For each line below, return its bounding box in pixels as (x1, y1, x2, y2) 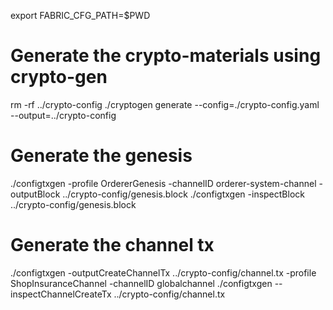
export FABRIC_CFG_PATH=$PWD (10, 10, 151, 21)
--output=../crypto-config (10, 109, 117, 121)
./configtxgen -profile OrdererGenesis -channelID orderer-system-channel (10, 177, 317, 189)
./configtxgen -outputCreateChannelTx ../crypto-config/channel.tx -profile (10, 266, 317, 279)
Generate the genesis (10, 145, 193, 167)
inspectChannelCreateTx (10, 288, 112, 300)
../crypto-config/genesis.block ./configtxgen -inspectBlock (62, 188, 305, 200)
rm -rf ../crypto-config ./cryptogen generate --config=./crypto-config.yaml (10, 98, 320, 110)
